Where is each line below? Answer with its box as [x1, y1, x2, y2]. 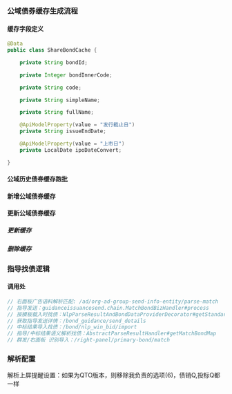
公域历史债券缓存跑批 [7, 175, 68, 184]
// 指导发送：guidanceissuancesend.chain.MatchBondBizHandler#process [7, 304, 209, 311]
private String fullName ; [19, 109, 95, 116]
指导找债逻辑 [7, 264, 50, 273]
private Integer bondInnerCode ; [19, 71, 113, 79]
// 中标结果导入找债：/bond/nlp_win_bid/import [7, 324, 137, 331]
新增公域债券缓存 [7, 192, 56, 200]
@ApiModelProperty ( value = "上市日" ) [19, 140, 125, 147]
